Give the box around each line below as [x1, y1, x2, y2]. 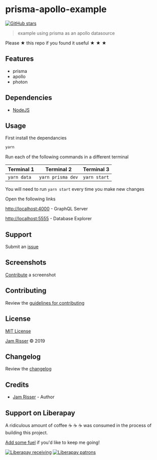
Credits [5, 381, 29, 389]
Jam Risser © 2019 [5, 338, 46, 344]
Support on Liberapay [5, 408, 75, 417]
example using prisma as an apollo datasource [17, 30, 115, 36]
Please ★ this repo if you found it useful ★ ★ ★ [5, 39, 107, 46]
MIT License [5, 328, 31, 334]
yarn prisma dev [38, 175, 78, 180]
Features [5, 55, 34, 63]
